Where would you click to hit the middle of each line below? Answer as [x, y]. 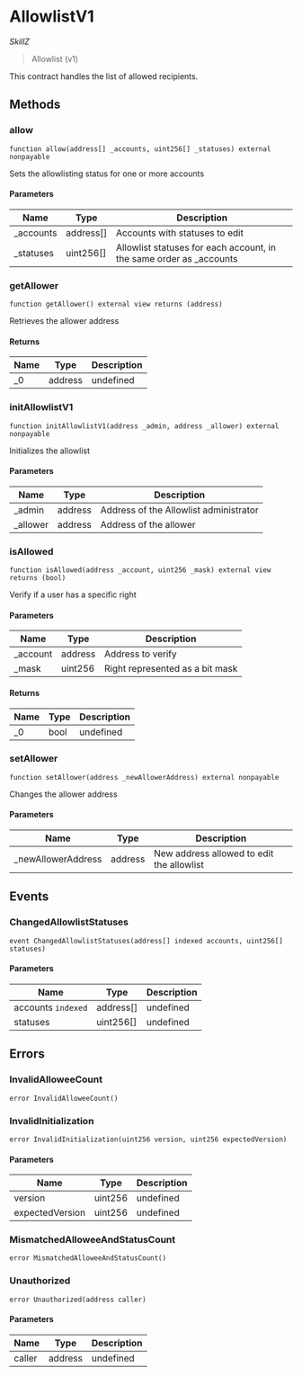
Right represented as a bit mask [171, 669]
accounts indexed [51, 1007]
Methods [35, 105]
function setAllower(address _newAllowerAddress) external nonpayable [144, 777]
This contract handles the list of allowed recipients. [104, 76]
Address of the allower [148, 524]
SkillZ [19, 41]
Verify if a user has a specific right [73, 594]
